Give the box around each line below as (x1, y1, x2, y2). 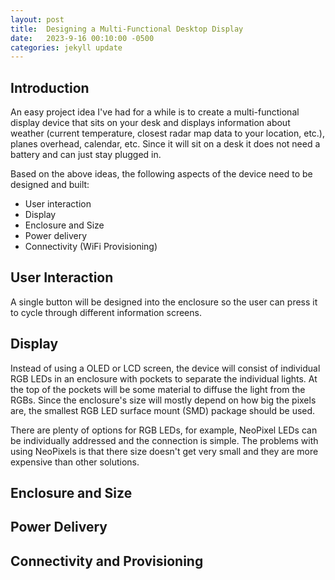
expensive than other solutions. (10, 456, 140, 468)
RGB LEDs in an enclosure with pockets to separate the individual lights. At (10, 372, 318, 385)
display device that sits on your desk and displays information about (10, 117, 291, 129)
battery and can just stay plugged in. (10, 149, 162, 161)
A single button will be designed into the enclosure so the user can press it (10, 296, 318, 308)
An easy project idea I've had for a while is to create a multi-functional (10, 106, 300, 118)
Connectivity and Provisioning (10, 552, 204, 570)
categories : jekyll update (10, 42, 123, 53)
